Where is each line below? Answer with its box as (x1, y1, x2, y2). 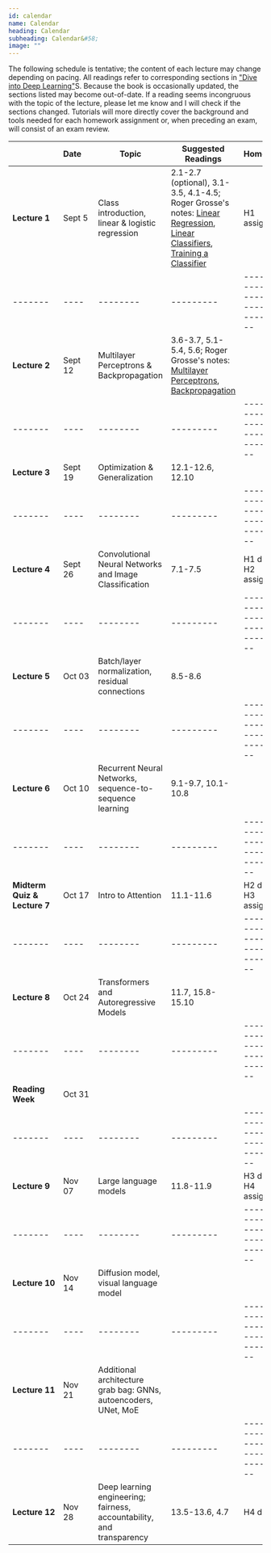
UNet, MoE (98, 1404, 140, 1416)
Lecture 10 (12, 1278, 56, 1289)
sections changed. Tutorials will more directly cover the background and (8, 107, 248, 117)
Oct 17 (63, 890, 90, 901)
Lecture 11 (12, 1384, 56, 1396)
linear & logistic (98, 217, 156, 229)
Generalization (98, 472, 153, 483)
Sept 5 (63, 212, 89, 224)
